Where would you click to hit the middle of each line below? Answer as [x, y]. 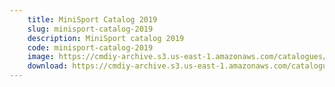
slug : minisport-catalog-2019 [90, 29]
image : [41, 57]
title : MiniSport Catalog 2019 [92, 19]
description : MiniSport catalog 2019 [106, 38]
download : [48, 66]
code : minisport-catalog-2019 [90, 47]
